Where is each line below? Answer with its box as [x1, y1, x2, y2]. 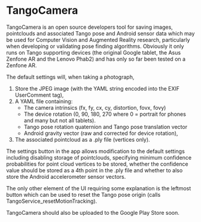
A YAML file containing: [14, 97, 73, 105]
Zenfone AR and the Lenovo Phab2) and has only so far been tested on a [6, 55, 186, 62]
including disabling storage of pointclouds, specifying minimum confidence [6, 154, 192, 161]
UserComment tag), [14, 91, 64, 98]
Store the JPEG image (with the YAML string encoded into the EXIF [14, 85, 179, 92]
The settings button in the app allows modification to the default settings [6, 148, 185, 155]
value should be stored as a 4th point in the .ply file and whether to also [6, 166, 183, 174]
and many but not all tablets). [23, 116, 96, 124]
